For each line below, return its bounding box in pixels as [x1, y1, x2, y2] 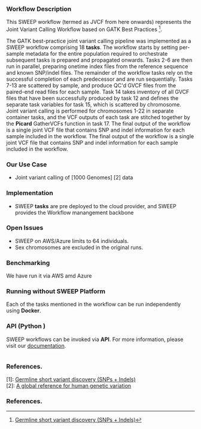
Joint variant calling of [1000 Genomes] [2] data [14, 174, 133, 181]
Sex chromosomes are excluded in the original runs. [14, 244, 144, 251]
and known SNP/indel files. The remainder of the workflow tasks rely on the [6, 69, 193, 76]
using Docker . [6, 307, 41, 314]
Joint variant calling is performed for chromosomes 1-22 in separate [6, 107, 174, 114]
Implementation [6, 189, 54, 197]
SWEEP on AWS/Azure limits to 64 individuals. [14, 237, 129, 244]
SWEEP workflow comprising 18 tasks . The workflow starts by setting [6, 44, 178, 51]
